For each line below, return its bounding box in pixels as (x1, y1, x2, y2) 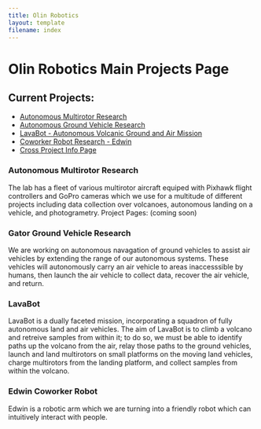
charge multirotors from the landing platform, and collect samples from (8, 358, 238, 368)
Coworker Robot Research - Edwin (19, 137, 132, 146)
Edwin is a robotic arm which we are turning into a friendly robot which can (8, 404, 252, 413)
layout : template (8, 19, 65, 27)
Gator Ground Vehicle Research (8, 227, 131, 238)
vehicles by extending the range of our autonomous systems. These (8, 253, 230, 263)
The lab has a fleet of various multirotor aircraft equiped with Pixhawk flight (8, 182, 252, 192)
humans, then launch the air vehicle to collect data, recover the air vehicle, (8, 270, 250, 280)
